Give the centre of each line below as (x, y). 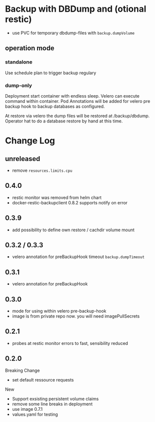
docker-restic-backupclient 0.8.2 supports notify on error (70, 202)
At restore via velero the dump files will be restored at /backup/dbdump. (77, 116)
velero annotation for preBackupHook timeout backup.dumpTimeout (78, 257)
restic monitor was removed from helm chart (57, 197)
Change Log (30, 141)
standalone (19, 62)
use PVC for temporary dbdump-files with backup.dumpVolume (73, 33)
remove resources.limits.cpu (42, 170)
